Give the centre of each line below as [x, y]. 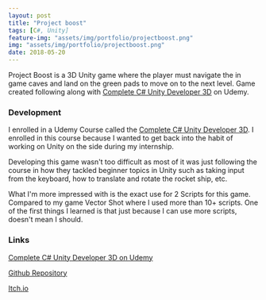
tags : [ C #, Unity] [39, 30]
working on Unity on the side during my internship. [91, 147]
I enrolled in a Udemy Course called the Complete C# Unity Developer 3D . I [131, 130]
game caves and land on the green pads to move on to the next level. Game [132, 83]
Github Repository [38, 273]
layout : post [30, 15]
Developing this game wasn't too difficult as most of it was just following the [133, 162]
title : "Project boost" [48, 23]
